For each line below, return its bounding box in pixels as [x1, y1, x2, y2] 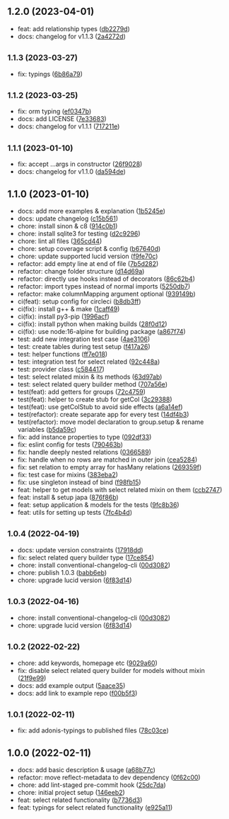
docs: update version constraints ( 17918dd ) [17, 545, 143, 554]
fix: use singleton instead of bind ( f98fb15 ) [17, 478, 141, 486]
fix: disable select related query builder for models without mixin [17, 666, 205, 674]
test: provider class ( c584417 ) [17, 365, 105, 374]
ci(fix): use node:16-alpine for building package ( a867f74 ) [17, 328, 186, 336]
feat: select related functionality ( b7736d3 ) [17, 796, 143, 804]
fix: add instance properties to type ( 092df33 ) [17, 433, 152, 442]
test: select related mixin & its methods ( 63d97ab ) [17, 372, 163, 381]
